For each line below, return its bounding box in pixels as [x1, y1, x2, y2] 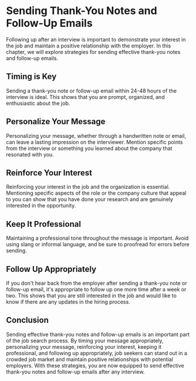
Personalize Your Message [6, 117, 105, 127]
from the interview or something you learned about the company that [6, 145, 173, 152]
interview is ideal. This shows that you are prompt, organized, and [6, 93, 165, 100]
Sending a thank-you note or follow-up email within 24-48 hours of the [6, 87, 177, 94]
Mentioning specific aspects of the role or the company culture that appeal [6, 189, 187, 197]
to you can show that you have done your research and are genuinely [6, 196, 174, 203]
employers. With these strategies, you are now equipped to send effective [6, 362, 184, 369]
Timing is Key [6, 72, 57, 81]
